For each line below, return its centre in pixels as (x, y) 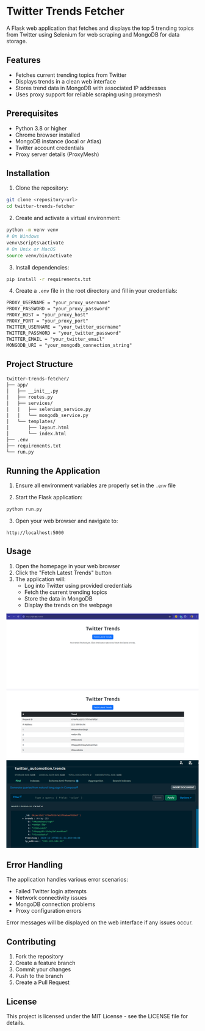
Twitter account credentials (49, 148)
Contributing (31, 942)
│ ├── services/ (30, 404)
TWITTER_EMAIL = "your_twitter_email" (56, 340)
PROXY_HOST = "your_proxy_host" (47, 315)
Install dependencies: (42, 267)
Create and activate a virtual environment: (68, 218)
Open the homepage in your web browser (67, 566)
